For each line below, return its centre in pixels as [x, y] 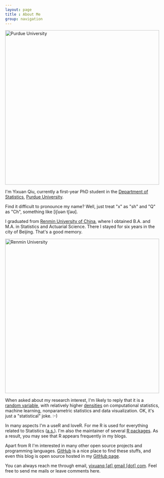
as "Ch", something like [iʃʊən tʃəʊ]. [41, 212]
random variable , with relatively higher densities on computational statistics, [82, 405]
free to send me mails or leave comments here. [53, 471]
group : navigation [24, 19]
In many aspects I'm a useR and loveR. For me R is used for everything [77, 426]
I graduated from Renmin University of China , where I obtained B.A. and [78, 221]
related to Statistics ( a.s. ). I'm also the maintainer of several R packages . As [82, 431]
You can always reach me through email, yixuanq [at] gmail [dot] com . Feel [81, 466]
